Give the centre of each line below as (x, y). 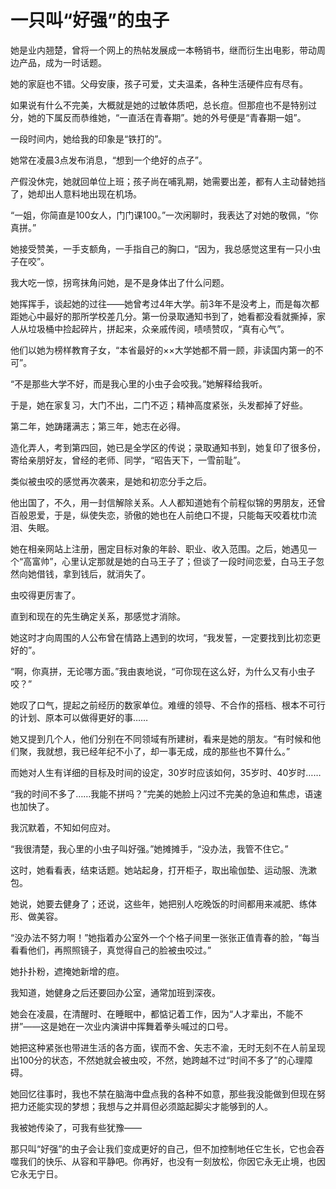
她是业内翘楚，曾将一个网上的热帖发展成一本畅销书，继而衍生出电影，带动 (163, 50)
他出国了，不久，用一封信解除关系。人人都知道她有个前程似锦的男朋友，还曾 (168, 502)
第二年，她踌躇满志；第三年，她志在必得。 (98, 426)
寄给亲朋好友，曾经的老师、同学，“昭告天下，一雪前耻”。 (128, 460)
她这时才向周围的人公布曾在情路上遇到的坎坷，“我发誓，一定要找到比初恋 (161, 637)
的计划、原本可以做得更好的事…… (79, 717)
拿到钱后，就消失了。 (106, 573)
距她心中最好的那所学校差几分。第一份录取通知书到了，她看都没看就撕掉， (163, 316)
